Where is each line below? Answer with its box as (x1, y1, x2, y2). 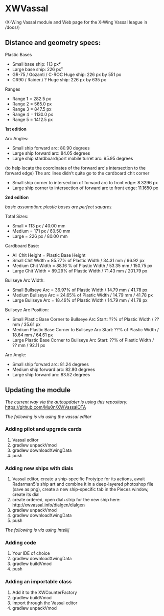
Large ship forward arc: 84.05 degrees (12, 150, 91, 156)
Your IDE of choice (12, 550, 50, 556)
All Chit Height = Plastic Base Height (12, 252, 86, 258)
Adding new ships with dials (5, 465, 73, 471)
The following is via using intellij (5, 527, 70, 533)
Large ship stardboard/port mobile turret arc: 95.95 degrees (12, 155, 133, 161)
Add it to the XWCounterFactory (12, 589, 77, 595)
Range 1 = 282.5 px (12, 96, 51, 101)
